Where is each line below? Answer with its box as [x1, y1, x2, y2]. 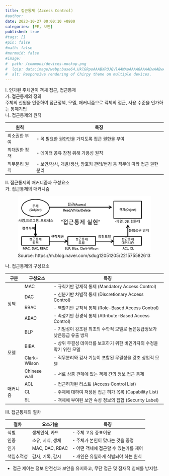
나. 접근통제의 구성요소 [5, 263, 50, 269]
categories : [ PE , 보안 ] [5, 24, 53, 29]
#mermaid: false [5, 50, 39, 55]
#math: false [5, 45, 33, 50]
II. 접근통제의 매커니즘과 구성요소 [5, 179, 69, 185]
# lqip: [5, 66, 24, 72]
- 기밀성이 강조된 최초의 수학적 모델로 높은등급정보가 [53, 326, 157, 332]
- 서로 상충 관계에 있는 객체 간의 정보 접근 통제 [53, 371, 144, 377]
